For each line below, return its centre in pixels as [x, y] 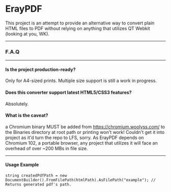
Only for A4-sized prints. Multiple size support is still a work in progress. [81, 81]
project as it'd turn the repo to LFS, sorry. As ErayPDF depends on [75, 138]
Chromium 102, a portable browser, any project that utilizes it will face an [81, 143]
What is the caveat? [27, 116]
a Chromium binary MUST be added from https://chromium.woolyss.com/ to [85, 127]
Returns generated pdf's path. [38, 185]
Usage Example [22, 165]
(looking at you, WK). [27, 34]
